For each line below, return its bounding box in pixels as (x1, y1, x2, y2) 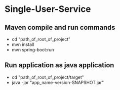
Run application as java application (4, 61, 115, 70)
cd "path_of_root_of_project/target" (11, 74, 84, 80)
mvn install (11, 42, 34, 47)
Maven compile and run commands (4, 23, 116, 32)
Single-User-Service (4, 3, 91, 15)
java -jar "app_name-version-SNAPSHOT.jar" (11, 79, 104, 85)
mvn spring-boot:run (11, 47, 54, 52)
